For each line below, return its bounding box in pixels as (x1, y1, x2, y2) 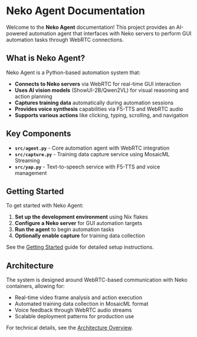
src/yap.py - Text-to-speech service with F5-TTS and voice (14, 163, 160, 170)
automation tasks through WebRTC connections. (6, 36, 124, 43)
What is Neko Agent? (6, 53, 86, 63)
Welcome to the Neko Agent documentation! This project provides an (6, 24, 175, 31)
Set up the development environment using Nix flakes (14, 213, 149, 220)
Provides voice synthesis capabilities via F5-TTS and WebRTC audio (14, 105, 183, 113)
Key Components (6, 128, 71, 139)
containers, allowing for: (6, 283, 65, 290)
